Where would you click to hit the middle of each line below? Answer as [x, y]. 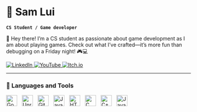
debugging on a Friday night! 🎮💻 [47, 51]
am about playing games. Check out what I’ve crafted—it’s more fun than [94, 45]
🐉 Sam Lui [30, 12]
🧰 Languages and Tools [40, 86]
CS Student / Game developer [42, 28]
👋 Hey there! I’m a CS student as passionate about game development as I [96, 38]
